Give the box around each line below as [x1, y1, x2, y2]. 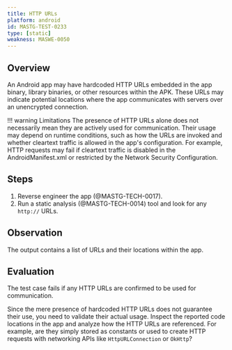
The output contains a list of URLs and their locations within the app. [7, 245, 204, 254]
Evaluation [7, 266, 54, 277]
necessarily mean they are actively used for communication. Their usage [7, 123, 216, 132]
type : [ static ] [7, 29, 52, 37]
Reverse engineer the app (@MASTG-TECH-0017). [17, 192, 163, 200]
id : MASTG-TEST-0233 [7, 23, 68, 30]
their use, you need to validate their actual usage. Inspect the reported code [7, 312, 226, 321]
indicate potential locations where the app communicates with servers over [7, 95, 223, 103]
